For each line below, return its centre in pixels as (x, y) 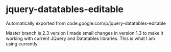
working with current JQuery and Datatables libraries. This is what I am (80, 38)
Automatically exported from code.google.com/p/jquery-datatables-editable (86, 23)
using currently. (22, 43)
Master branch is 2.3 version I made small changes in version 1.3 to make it (85, 33)
